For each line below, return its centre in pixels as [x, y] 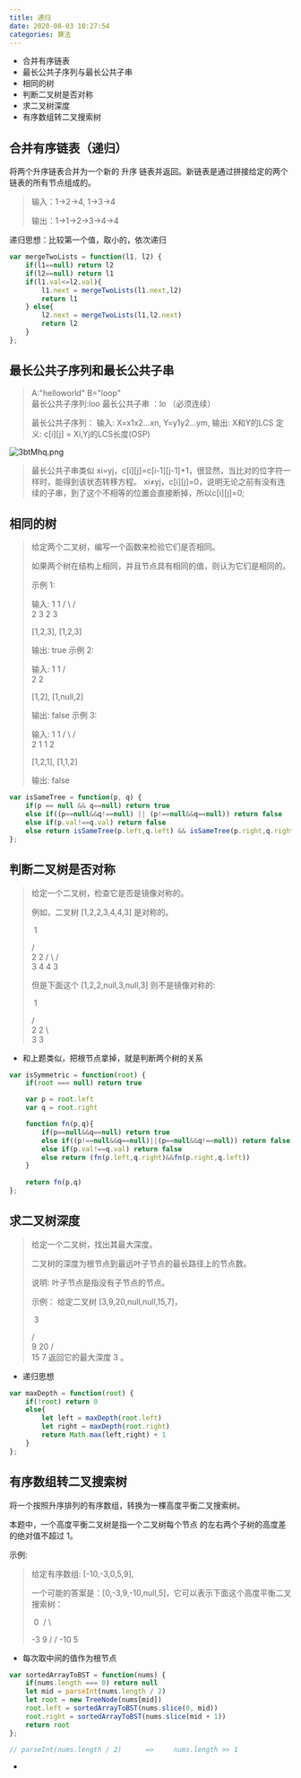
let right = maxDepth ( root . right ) [106, 1427]
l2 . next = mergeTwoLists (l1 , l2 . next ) [112, 315]
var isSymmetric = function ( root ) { [77, 1075]
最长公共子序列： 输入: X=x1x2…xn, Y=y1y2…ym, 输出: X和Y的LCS [152, 422]
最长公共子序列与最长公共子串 [77, 72]
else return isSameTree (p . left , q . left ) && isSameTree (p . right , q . [150, 831]
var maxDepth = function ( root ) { [72, 1393]
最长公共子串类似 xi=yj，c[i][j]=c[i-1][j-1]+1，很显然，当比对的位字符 [157, 470]
